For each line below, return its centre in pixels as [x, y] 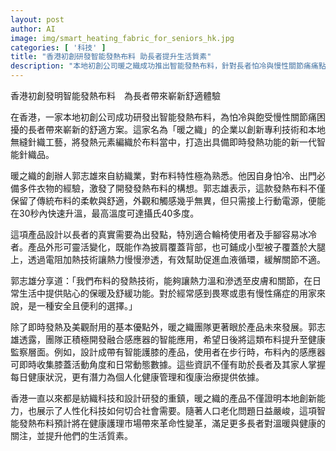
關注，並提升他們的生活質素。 [71, 435]
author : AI [33, 29]
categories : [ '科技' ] [58, 47]
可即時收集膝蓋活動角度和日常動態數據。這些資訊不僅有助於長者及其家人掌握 [168, 364]
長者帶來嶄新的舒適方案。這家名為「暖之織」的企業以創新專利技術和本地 [176, 129]
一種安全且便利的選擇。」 [87, 305]
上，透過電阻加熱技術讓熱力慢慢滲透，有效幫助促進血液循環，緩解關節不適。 [168, 259]
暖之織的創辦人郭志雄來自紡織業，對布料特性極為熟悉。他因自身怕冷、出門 [163, 175]
